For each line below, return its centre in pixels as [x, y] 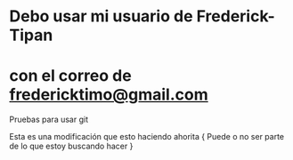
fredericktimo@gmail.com [109, 95]
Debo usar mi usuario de [101, 16]
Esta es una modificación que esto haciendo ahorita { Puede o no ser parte [147, 137]
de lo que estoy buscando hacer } [71, 146]
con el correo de [70, 76]
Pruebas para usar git [49, 120]
